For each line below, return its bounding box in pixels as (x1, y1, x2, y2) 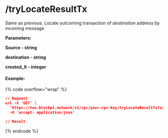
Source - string (5, 44, 37, 50)
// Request (5, 96, 28, 101)
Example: (5, 75, 25, 81)
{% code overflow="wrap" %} (5, 86, 67, 93)
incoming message (5, 25, 44, 31)
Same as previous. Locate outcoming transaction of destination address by (5, 20, 160, 26)
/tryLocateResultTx (5, 3, 87, 15)
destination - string (5, 54, 46, 60)
